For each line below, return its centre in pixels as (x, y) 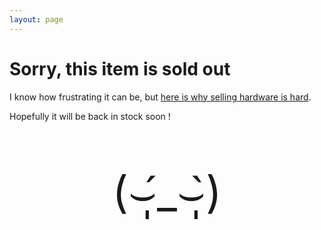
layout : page (36, 19)
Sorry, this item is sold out (120, 68)
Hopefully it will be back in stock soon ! (90, 116)
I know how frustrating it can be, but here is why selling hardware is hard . (160, 97)
